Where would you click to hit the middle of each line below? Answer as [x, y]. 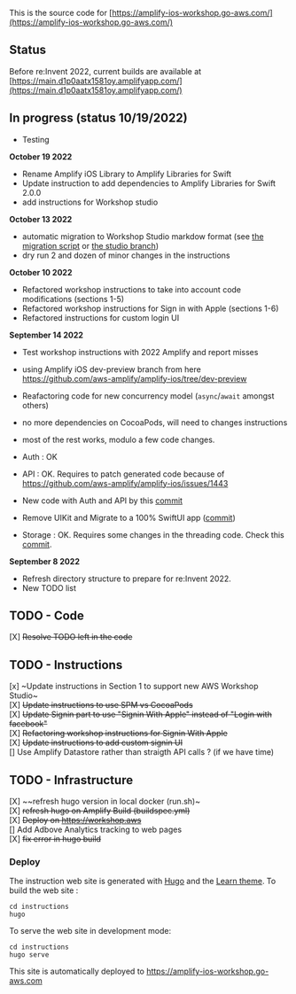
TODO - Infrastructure [71, 780]
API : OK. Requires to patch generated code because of [123, 474]
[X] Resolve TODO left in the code [71, 637]
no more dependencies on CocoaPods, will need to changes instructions [155, 422]
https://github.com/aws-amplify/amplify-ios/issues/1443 [125, 483]
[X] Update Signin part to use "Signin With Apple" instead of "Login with [140, 714]
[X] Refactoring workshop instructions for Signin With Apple [118, 734]
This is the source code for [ [61, 13]
